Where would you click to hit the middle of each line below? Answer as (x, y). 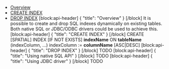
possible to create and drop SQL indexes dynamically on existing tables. (86, 23)
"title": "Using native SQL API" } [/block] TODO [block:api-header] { (81, 56)
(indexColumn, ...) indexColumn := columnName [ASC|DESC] (75, 45)
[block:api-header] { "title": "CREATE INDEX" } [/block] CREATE (77, 34)
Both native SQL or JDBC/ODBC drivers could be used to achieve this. (84, 29)
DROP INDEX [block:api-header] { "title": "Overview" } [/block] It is (80, 18)
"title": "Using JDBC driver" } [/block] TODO (57, 61)
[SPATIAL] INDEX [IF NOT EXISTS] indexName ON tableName (76, 40)
